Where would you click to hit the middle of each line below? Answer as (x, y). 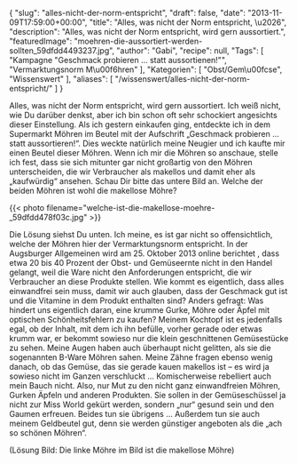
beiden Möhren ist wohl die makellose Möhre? (93, 191)
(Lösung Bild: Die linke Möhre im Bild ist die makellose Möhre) (122, 450)
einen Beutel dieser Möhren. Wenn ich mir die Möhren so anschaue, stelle (144, 153)
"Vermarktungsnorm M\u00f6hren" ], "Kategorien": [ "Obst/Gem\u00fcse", (146, 69)
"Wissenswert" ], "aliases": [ (61, 79)
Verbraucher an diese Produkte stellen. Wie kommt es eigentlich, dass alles (147, 282)
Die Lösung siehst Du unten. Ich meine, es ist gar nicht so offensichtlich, (141, 234)
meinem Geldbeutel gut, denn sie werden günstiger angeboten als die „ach (146, 423)
